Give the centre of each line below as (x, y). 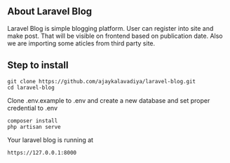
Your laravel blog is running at (50, 140)
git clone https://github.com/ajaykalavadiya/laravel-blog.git (102, 81)
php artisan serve (34, 127)
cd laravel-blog (31, 87)
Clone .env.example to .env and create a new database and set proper (109, 100)
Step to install (38, 65)
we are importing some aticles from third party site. (81, 43)
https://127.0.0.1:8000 (42, 153)
